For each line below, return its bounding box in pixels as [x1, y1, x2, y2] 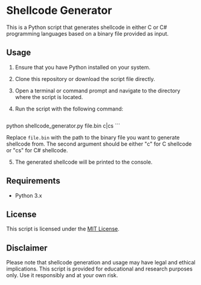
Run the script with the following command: [14, 105, 124, 112]
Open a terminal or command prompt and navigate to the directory [14, 87, 180, 94]
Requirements [6, 176, 60, 186]
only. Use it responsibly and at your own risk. [6, 272, 118, 279]
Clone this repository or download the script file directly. [14, 75, 155, 82]
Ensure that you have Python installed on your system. [14, 63, 151, 71]
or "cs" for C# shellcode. [6, 146, 68, 154]
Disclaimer [6, 243, 48, 253]
